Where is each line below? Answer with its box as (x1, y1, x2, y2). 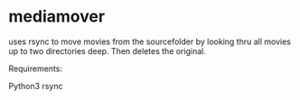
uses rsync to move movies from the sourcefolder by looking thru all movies (8, 36, 291, 47)
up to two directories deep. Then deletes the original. (8, 45, 207, 56)
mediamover (8, 6, 106, 27)
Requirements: (8, 63, 62, 74)
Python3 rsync (8, 80, 63, 91)
